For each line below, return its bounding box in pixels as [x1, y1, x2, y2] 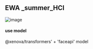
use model [5, 28, 27, 33]
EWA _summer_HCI [5, 4, 64, 12]
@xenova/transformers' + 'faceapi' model [5, 39, 89, 45]
